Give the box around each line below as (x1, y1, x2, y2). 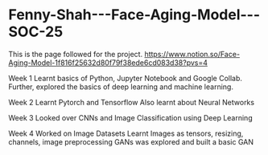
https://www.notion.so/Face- (144, 49, 240, 59)
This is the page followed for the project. (8, 49, 143, 59)
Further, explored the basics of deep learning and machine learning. (8, 82, 233, 92)
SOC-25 (8, 22, 64, 41)
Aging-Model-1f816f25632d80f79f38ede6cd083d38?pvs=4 (8, 58, 208, 67)
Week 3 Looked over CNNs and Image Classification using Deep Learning (8, 112, 253, 122)
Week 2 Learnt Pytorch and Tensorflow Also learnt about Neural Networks (8, 97, 255, 107)
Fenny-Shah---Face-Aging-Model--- (8, 6, 261, 24)
